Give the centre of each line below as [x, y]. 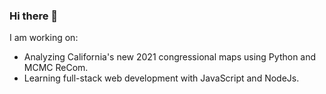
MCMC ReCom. [56, 68]
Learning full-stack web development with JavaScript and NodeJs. [161, 78]
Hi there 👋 [34, 16]
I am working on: [44, 38]
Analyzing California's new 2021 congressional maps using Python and [170, 57]
